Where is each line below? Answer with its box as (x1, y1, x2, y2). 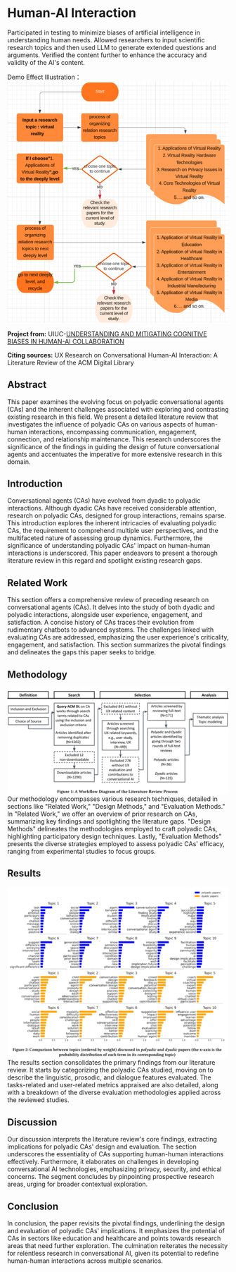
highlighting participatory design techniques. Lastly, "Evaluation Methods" (7, 832, 222, 840)
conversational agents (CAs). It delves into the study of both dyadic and (7, 603, 216, 611)
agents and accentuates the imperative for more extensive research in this (7, 450, 223, 458)
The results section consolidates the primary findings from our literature (7, 1058, 216, 1067)
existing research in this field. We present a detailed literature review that (7, 412, 218, 421)
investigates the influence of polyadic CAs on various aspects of (7, 420, 194, 428)
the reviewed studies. (7, 1096, 70, 1104)
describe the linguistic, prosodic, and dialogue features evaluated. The (7, 1073, 212, 1082)
